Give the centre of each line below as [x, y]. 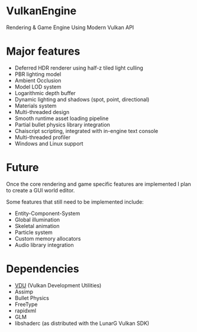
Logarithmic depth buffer [45, 93]
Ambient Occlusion [38, 80]
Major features [43, 51]
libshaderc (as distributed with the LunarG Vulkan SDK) [82, 323]
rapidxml [25, 311]
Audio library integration [44, 245]
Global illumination [37, 219]
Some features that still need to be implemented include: [75, 202]
